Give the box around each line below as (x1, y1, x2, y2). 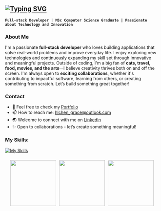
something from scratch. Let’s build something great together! (5, 81, 130, 87)
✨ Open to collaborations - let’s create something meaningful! (12, 124, 137, 130)
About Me (5, 33, 29, 40)
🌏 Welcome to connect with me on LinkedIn (12, 117, 101, 123)
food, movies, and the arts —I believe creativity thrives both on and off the (5, 65, 155, 71)
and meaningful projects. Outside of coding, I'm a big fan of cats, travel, (5, 60, 151, 66)
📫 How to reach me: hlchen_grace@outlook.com (12, 109, 111, 115)
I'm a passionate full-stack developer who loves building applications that (5, 44, 155, 50)
